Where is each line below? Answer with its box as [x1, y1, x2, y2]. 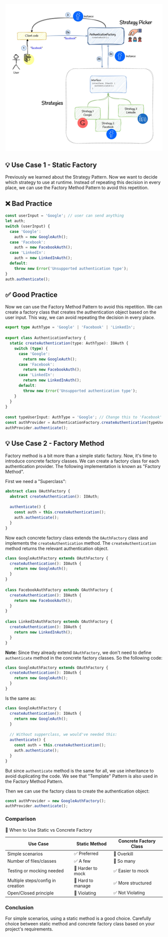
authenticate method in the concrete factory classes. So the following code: [5, 655, 162, 661]
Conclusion [5, 904, 34, 911]
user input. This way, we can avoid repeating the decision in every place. [5, 315, 155, 321]
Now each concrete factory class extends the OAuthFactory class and [5, 535, 148, 541]
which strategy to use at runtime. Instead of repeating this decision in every [5, 180, 161, 186]
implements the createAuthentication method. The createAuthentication [5, 540, 156, 546]
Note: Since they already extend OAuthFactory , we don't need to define [5, 649, 151, 656]
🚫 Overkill [113, 851, 133, 857]
